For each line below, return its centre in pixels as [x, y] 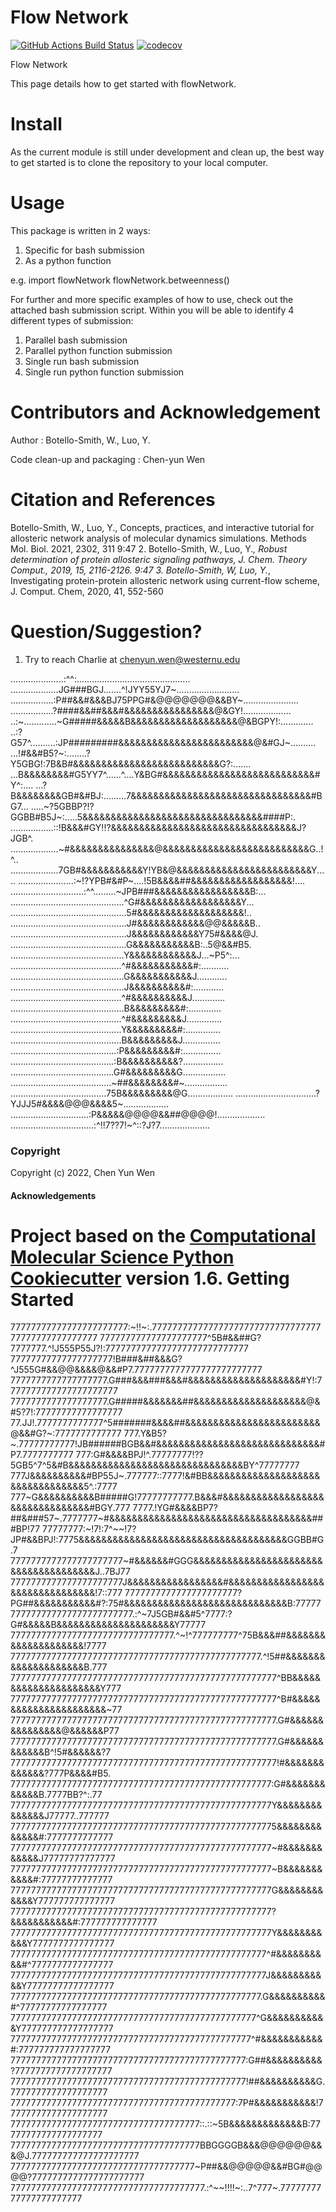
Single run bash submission [82, 361]
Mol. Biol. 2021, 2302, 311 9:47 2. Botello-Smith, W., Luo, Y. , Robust [149, 548]
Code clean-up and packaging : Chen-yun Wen [108, 459]
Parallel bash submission [76, 340]
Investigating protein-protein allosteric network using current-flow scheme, [165, 580]
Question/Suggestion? [106, 631]
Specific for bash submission [84, 250]
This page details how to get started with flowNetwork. [123, 83]
